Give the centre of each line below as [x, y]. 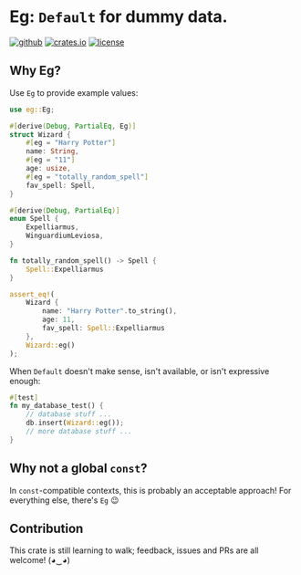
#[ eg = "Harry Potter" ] [71, 143]
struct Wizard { [40, 134]
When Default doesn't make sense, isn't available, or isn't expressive [140, 371]
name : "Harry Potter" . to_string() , [110, 311]
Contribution [47, 528]
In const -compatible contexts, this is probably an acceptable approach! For [150, 490]
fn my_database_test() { [57, 406]
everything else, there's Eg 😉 [64, 500]
